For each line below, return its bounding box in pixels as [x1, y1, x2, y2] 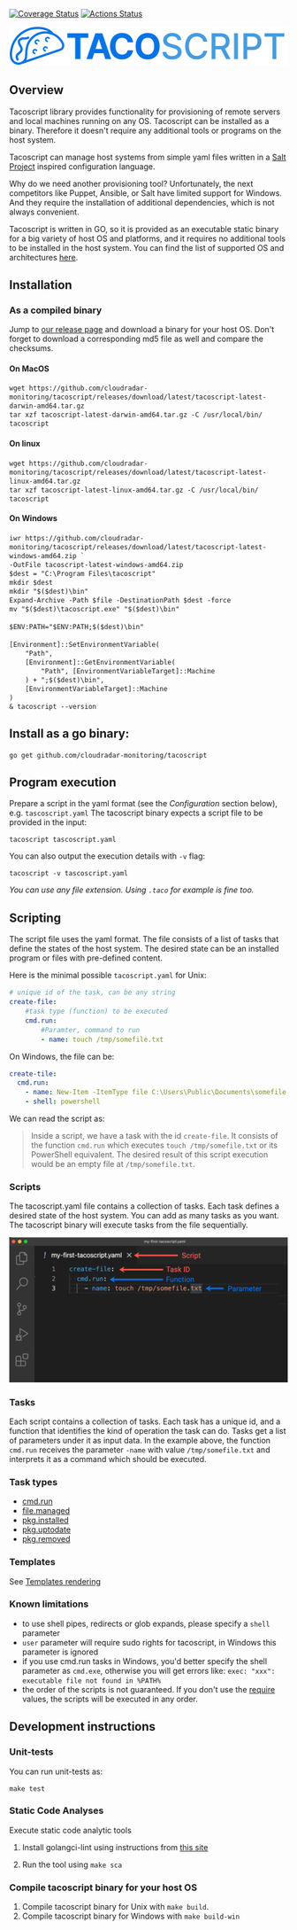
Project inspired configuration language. [9, 160, 156, 172]
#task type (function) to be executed [25, 1007, 168, 1016]
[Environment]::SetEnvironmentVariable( [9, 640, 161, 649]
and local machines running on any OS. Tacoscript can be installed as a [9, 115, 270, 126]
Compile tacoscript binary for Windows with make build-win [21, 1911, 240, 1922]
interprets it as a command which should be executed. [9, 1453, 207, 1464]
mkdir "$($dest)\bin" [9, 587, 89, 595]
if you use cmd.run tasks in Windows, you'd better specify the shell [21, 1655, 268, 1666]
